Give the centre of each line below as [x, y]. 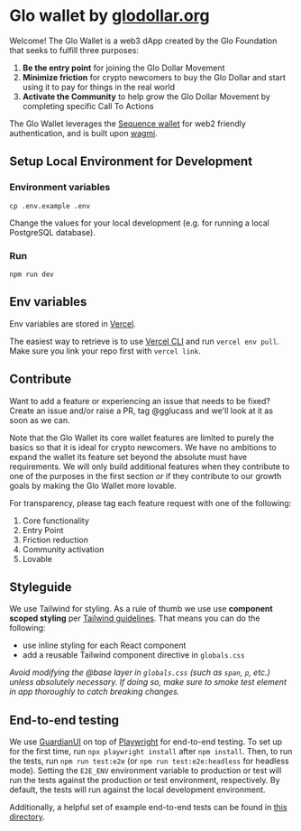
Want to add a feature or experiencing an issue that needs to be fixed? [140, 401]
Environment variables [60, 188]
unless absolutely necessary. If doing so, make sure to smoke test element [148, 682]
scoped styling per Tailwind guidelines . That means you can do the [135, 618]
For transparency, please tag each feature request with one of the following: [150, 503]
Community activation [63, 549]
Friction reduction [55, 540]
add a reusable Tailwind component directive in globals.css [133, 655]
